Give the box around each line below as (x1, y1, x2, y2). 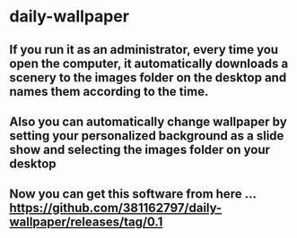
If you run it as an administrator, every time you (9, 42, 279, 57)
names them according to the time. (9, 83, 209, 99)
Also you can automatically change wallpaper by (9, 114, 287, 129)
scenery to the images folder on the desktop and (9, 70, 287, 85)
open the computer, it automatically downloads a (9, 55, 289, 71)
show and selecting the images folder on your (9, 141, 271, 157)
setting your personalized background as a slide (9, 128, 284, 143)
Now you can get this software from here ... (9, 186, 257, 202)
